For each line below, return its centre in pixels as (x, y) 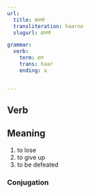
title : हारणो (29, 20)
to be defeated (38, 165)
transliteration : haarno (48, 26)
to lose (26, 150)
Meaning (26, 133)
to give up (31, 157)
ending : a (33, 70)
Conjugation (28, 182)
